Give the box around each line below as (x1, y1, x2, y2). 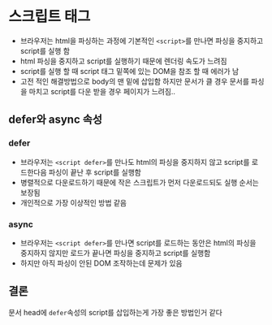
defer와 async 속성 (8, 113, 103, 127)
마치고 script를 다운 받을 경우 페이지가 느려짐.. (28, 86, 176, 96)
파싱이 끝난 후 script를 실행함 (48, 167, 142, 177)
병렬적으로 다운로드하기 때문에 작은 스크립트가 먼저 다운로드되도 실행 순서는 (19, 177, 260, 187)
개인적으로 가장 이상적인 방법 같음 (19, 197, 127, 207)
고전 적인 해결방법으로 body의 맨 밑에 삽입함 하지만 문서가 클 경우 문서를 (19, 76, 250, 86)
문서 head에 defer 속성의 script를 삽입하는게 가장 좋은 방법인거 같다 (8, 307, 223, 317)
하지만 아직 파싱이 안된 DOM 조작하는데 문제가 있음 (19, 258, 183, 268)
